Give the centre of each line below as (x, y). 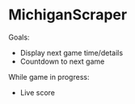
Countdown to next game (62, 61)
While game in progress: (49, 77)
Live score (37, 92)
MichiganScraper (68, 15)
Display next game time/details (72, 52)
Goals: (19, 37)
